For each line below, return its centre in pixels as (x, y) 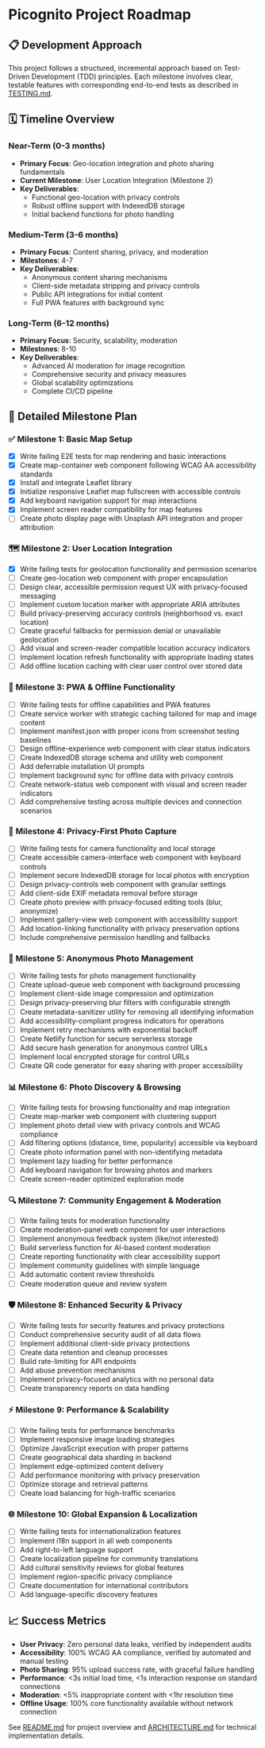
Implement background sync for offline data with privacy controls (127, 775)
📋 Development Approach (75, 45)
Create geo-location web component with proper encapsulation (124, 577)
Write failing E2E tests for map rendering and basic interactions (123, 456)
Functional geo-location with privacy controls (106, 197)
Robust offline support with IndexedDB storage (108, 205)
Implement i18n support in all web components (96, 1540)
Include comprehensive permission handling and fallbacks (115, 937)
